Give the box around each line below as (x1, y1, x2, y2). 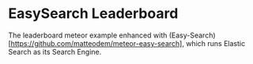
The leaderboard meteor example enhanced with (8, 30, 168, 40)
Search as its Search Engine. (8, 47, 102, 56)
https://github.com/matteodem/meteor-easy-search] (10, 38, 183, 48)
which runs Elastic (185, 38, 246, 48)
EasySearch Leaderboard (8, 5, 179, 23)
